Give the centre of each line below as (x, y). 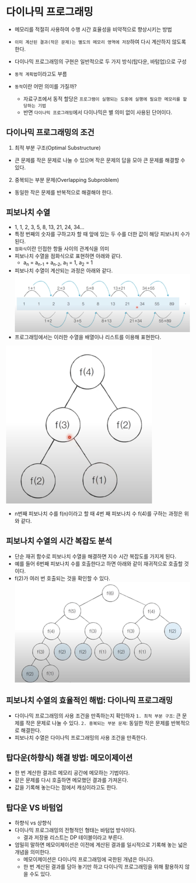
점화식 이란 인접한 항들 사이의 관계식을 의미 (62, 249)
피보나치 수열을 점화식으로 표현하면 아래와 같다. (68, 256)
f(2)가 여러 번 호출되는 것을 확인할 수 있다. (62, 578)
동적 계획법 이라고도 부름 (41, 74)
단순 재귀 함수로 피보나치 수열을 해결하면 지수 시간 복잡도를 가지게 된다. (95, 556)
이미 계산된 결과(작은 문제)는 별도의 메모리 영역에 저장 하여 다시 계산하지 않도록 (100, 42)
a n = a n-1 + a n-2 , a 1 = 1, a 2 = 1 (58, 263)
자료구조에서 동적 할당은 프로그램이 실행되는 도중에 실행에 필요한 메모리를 (102, 99)
